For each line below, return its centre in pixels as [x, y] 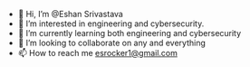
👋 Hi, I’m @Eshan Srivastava [71, 14]
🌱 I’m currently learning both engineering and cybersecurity [130, 33]
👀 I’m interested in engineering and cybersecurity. [111, 24]
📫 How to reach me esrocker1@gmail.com [98, 53]
